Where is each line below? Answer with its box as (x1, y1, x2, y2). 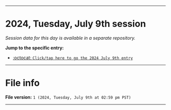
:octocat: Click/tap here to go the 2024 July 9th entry (12, 54, 133, 61)
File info (5, 77, 40, 89)
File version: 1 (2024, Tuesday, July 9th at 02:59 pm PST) (5, 94, 131, 100)
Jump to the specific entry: (5, 44, 64, 51)
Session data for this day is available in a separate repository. (5, 35, 136, 41)
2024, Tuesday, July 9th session (5, 18, 146, 30)
